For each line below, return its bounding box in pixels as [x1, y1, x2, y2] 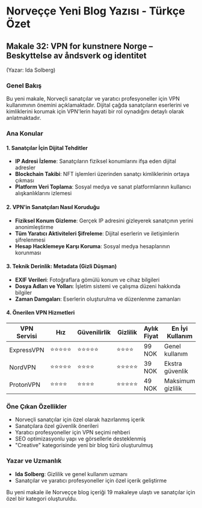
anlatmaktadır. [6, 114, 41, 122]
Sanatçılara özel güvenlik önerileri [14, 422, 99, 430]
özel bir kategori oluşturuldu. [6, 495, 78, 502]
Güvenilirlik [77, 328, 111, 337]
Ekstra [164, 360, 182, 368]
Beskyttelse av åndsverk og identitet [6, 50, 147, 61]
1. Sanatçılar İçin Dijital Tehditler [6, 144, 88, 151]
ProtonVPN [9, 381, 41, 389]
